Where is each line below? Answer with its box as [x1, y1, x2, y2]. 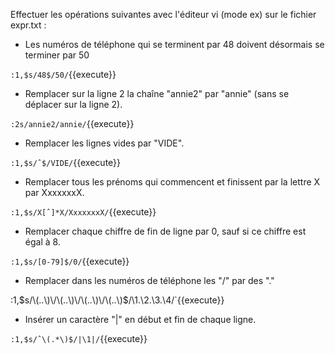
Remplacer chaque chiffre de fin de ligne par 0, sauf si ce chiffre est [24, 225, 307, 237]
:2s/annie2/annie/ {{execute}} [10, 118, 135, 129]
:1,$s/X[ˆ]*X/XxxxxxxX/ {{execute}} [10, 206, 157, 218]
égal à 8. [24, 236, 61, 248]
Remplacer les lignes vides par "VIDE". [24, 137, 185, 149]
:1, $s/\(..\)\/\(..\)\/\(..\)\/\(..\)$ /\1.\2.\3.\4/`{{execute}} [10, 294, 225, 306]
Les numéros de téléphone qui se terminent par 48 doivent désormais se [24, 39, 325, 50]
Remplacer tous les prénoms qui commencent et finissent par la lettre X [24, 176, 321, 188]
